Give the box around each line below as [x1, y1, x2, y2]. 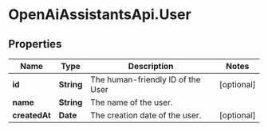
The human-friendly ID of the [90, 74, 201, 85]
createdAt [12, 110, 52, 121]
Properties [8, 37, 62, 51]
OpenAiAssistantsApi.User [8, 6, 191, 24]
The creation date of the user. [90, 110, 202, 121]
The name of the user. [90, 97, 173, 108]
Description [128, 61, 174, 71]
